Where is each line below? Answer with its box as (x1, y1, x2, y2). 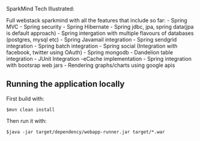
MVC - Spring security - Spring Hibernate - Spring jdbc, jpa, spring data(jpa (6, 23, 194, 30)
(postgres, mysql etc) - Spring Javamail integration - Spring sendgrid (6, 36, 177, 43)
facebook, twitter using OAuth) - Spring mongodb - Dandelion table (6, 49, 173, 56)
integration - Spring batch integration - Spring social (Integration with (6, 42, 178, 49)
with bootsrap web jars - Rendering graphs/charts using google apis (6, 61, 175, 69)
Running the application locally (6, 79, 125, 89)
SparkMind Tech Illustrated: (6, 5, 74, 12)
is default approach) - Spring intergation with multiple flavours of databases (6, 30, 194, 37)
